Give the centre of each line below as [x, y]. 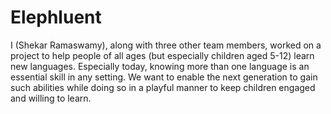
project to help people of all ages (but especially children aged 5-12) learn [162, 55]
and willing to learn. [51, 98]
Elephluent [56, 17]
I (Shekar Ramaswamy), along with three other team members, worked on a [166, 45]
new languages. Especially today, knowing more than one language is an [160, 66]
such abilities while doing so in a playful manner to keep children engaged [163, 87]
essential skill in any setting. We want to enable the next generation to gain [164, 77]
